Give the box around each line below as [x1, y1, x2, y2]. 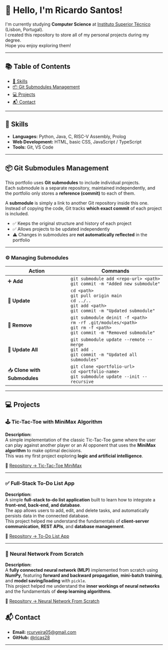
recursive [70, 378, 94, 384]
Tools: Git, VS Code [12, 144, 53, 150]
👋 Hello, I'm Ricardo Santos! [5, 5, 123, 16]
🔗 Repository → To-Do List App [5, 533, 69, 539]
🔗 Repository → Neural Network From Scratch [5, 598, 100, 604]
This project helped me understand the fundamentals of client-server [5, 518, 149, 524]
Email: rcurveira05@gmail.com [12, 629, 76, 635]
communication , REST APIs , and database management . [5, 523, 125, 529]
